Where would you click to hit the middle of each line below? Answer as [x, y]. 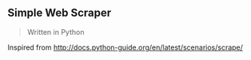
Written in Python [56, 32]
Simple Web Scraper [60, 13]
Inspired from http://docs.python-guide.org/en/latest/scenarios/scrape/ [125, 47]
